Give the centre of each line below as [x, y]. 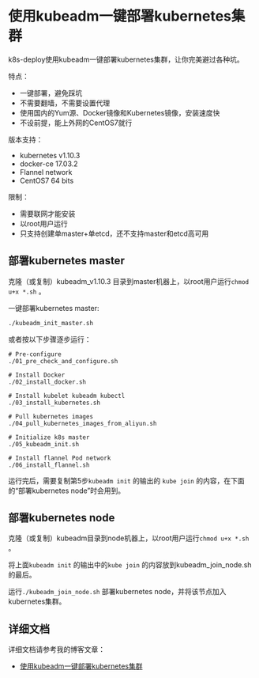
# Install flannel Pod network [60, 458]
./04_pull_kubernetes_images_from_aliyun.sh [83, 423]
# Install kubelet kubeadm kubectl [67, 396]
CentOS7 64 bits [47, 180]
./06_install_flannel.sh [49, 465]
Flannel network [46, 172]
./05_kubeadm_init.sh [44, 444]
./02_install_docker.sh [47, 382]
